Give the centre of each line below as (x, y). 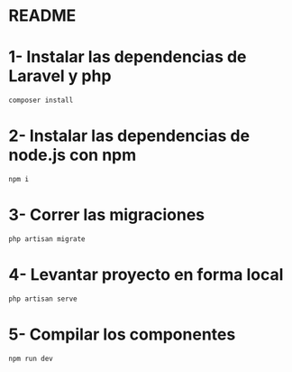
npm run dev (31, 358)
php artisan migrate (47, 239)
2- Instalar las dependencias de (129, 136)
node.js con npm (73, 155)
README (42, 16)
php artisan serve (43, 299)
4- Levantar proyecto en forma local (146, 275)
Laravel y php (60, 76)
